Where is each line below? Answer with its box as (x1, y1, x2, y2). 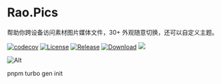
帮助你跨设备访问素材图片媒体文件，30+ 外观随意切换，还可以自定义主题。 (7, 28, 218, 36)
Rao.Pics (7, 5, 58, 20)
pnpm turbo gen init (7, 69, 63, 77)
